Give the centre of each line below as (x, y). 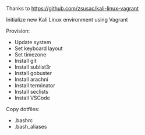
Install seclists (31, 92)
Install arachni (31, 79)
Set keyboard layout (38, 48)
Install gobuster (33, 73)
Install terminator (35, 86)
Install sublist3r (33, 67)
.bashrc (24, 120)
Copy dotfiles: (23, 109)
